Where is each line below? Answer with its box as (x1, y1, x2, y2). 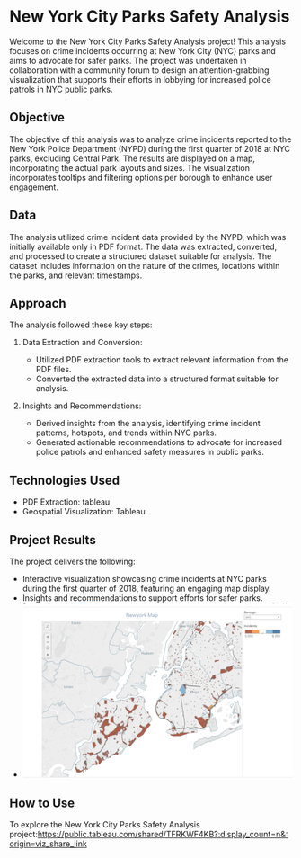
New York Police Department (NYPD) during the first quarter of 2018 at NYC (9, 143, 290, 154)
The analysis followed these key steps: (9, 319, 153, 330)
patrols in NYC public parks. (9, 84, 113, 94)
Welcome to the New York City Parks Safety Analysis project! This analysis (9, 36, 286, 47)
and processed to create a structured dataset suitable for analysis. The (9, 250, 272, 262)
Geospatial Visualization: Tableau (22, 506, 146, 517)
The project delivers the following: (9, 556, 137, 567)
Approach (9, 295, 66, 311)
